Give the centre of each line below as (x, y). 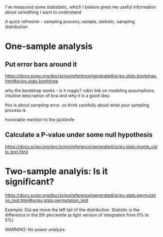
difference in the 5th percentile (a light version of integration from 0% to (77, 215)
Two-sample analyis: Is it (57, 171)
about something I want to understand (43, 12)
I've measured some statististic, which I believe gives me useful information (81, 7)
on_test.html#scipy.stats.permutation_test (47, 200)
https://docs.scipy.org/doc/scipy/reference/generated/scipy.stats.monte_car (81, 146)
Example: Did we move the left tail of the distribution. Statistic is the (72, 210)
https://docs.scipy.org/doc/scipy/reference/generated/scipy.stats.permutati (81, 195)
